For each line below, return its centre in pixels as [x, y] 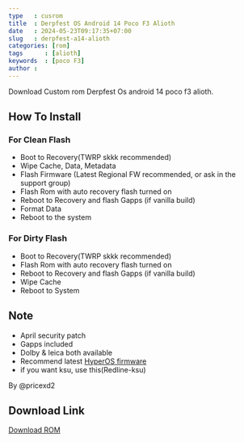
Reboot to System [50, 290]
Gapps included [46, 343]
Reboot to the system [55, 217]
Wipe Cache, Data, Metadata [68, 166]
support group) [45, 183]
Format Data [41, 209]
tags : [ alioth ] [45, 53]
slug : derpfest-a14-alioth [59, 38]
